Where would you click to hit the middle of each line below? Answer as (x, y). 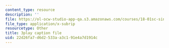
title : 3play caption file (33, 33)
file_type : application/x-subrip (40, 24)
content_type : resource (30, 10)
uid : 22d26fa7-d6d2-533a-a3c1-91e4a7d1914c (52, 38)
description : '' (22, 14)
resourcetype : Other (27, 28)
